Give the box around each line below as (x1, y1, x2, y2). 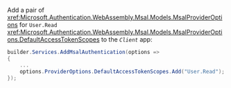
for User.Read (19, 21, 58, 28)
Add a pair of (7, 6, 45, 14)
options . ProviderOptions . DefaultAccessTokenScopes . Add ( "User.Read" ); (19, 68, 225, 75)
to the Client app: (101, 35, 153, 44)
